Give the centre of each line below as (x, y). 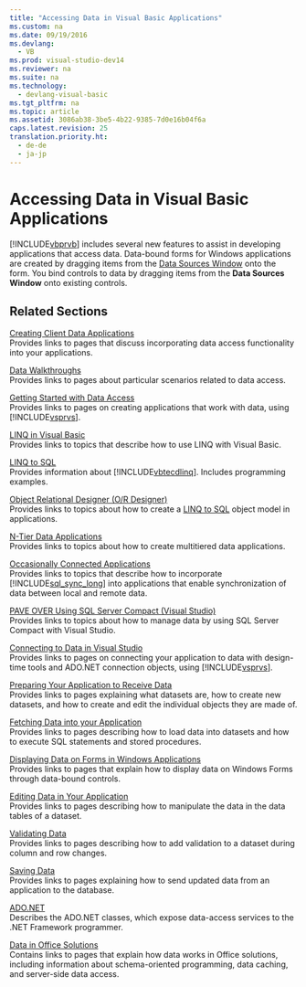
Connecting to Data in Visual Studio (76, 648)
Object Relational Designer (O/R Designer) (89, 500)
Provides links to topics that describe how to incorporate (116, 574)
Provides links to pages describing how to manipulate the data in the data (148, 806)
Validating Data (38, 833)
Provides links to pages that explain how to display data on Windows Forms (152, 769)
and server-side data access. (64, 974)
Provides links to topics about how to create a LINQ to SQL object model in (150, 509)
